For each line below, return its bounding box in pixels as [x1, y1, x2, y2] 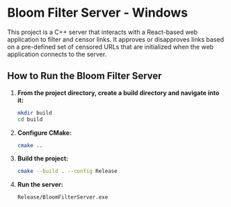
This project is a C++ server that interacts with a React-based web [7, 28, 198, 36]
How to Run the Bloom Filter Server [7, 70, 162, 82]
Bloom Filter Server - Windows [7, 5, 188, 21]
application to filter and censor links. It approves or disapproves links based [7, 35, 224, 43]
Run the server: [17, 181, 64, 189]
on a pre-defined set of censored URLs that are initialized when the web [7, 42, 214, 51]
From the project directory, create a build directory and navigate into [17, 88, 220, 97]
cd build [17, 116, 43, 123]
